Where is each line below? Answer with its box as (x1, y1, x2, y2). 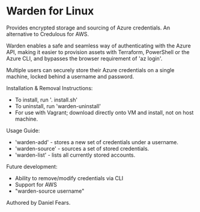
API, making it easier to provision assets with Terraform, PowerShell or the (6, 48, 190, 55)
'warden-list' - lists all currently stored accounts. (14, 151, 136, 159)
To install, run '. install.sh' (14, 96, 78, 103)
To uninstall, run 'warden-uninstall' (14, 102, 101, 109)
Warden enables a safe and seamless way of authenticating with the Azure (6, 42, 191, 49)
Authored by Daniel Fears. (6, 199, 71, 206)
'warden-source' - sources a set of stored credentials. (14, 145, 150, 152)
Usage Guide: (6, 127, 40, 134)
